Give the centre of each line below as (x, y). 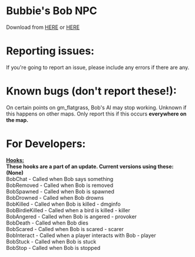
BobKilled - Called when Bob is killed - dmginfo (63, 204)
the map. (17, 120)
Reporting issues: (50, 51)
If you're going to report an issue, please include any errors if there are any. (98, 67)
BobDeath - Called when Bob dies (47, 223)
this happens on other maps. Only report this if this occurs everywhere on (96, 114)
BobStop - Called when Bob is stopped (53, 248)
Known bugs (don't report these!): (91, 91)
